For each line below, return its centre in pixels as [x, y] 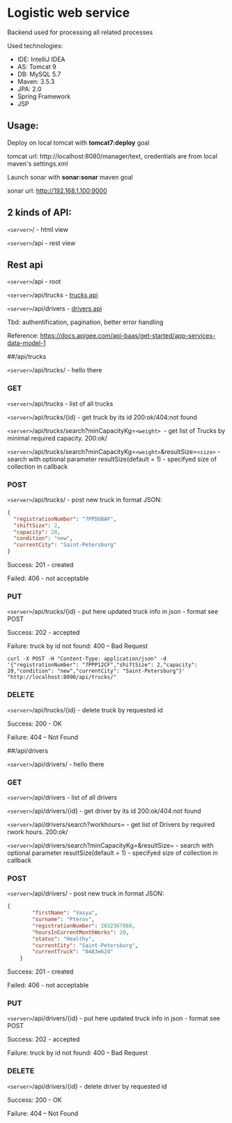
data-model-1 [27, 343]
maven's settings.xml [38, 163]
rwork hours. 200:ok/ [38, 832]
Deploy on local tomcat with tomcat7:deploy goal [78, 142]
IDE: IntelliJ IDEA [41, 59]
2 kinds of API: [39, 213]
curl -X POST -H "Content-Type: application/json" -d [87, 659]
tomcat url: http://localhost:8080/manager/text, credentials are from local [113, 156]
